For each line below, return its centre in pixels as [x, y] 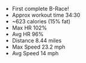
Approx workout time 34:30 [46, 15]
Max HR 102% [29, 28]
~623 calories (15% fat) [41, 21]
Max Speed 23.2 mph [38, 47]
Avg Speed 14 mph [35, 53]
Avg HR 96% [28, 34]
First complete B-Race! [40, 9]
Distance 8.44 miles [37, 40]
